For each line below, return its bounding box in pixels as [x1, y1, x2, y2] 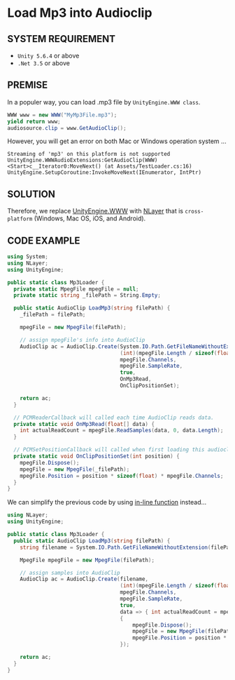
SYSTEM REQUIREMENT [7, 33, 116, 45]
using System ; [7, 253, 49, 260]
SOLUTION [7, 188, 56, 200]
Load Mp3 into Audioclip [7, 5, 152, 21]
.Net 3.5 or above [17, 59, 70, 67]
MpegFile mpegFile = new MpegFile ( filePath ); [20, 556, 155, 564]
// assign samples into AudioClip [20, 569, 120, 576]
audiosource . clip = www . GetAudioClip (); [7, 124, 127, 131]
